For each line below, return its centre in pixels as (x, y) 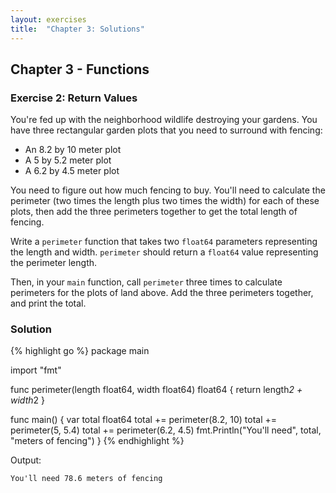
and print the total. (48, 303)
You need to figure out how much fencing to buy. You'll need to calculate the (168, 190)
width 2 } (27, 400)
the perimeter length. (54, 263)
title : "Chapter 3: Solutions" (77, 29)
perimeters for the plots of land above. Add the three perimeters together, (162, 293)
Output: (26, 460)
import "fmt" (36, 370)
